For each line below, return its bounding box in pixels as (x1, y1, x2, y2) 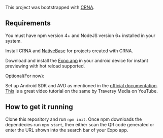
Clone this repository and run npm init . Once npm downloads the (5, 116, 142, 122)
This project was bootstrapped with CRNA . (5, 5, 95, 10)
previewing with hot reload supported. (5, 63, 85, 69)
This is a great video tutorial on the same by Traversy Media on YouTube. (5, 88, 158, 94)
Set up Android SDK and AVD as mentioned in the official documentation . (5, 82, 158, 88)
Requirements (5, 19, 51, 27)
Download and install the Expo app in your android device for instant (5, 57, 148, 63)
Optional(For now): (5, 73, 45, 79)
